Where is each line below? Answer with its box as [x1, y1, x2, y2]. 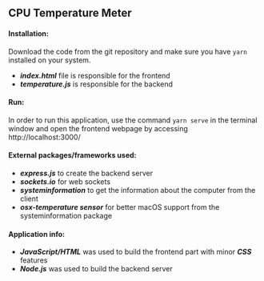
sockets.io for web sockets [19, 177, 110, 187]
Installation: [8, 28, 50, 38]
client [19, 194, 38, 203]
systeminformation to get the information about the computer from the [19, 186, 256, 195]
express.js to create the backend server [19, 168, 154, 178]
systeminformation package [19, 211, 113, 220]
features [19, 255, 48, 265]
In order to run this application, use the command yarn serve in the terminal [8, 115, 258, 125]
